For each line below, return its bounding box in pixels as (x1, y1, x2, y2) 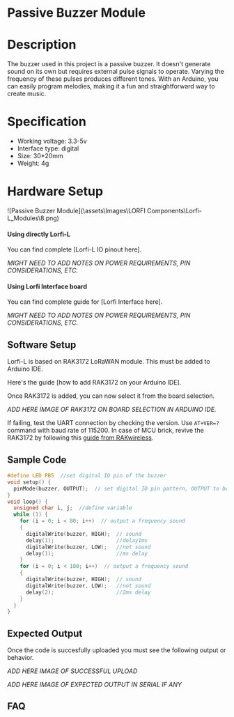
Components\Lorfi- (147, 207, 202, 215)
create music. (7, 89, 47, 98)
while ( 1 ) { (13, 511, 49, 518)
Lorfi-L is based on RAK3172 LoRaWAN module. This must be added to (7, 357, 210, 366)
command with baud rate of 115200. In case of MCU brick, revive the (7, 426, 204, 435)
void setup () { (7, 479, 52, 486)
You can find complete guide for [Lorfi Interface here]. (7, 298, 163, 306)
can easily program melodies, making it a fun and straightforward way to (7, 82, 215, 91)
